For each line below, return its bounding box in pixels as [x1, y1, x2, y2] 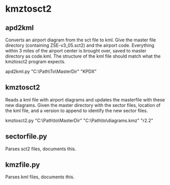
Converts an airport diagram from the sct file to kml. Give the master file [5, 37, 156, 43]
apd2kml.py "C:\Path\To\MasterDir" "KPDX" [5, 68, 97, 74]
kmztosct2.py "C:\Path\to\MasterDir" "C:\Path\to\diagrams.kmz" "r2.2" [5, 117, 154, 123]
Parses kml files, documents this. [5, 174, 75, 180]
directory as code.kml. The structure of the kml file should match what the [5, 53, 161, 59]
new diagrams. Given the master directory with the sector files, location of [5, 102, 161, 108]
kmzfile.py [5, 161, 40, 169]
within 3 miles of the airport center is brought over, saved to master [5, 48, 147, 54]
